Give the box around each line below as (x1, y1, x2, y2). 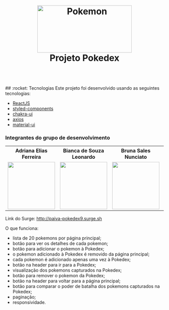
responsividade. (12, 299, 46, 305)
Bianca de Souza (63, 147, 104, 154)
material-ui (12, 121, 35, 128)
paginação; (12, 294, 36, 300)
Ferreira (22, 154, 41, 161)
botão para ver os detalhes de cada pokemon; (12, 240, 109, 246)
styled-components (12, 105, 54, 111)
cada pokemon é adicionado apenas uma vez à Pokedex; (12, 257, 131, 263)
